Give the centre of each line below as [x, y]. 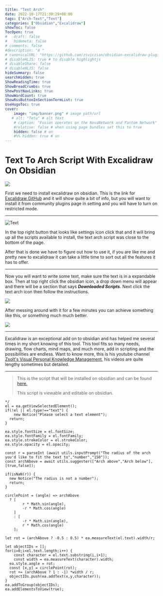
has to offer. [17, 262]
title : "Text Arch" [25, 9]
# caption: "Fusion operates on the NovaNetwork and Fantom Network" [86, 123]
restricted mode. [22, 209]
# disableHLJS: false [27, 69]
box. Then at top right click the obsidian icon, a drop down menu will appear [81, 281]
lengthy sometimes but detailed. [37, 364]
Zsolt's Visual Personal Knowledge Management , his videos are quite [74, 359]
